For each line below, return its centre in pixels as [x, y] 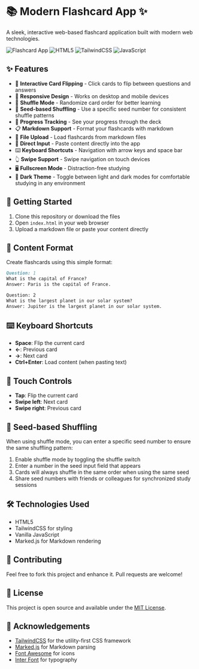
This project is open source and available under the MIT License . [86, 607]
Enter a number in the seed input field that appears [78, 466]
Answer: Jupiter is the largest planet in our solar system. [84, 306]
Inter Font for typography [46, 660]
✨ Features [27, 69]
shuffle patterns [34, 115]
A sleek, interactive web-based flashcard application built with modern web [99, 32]
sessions [26, 485]
